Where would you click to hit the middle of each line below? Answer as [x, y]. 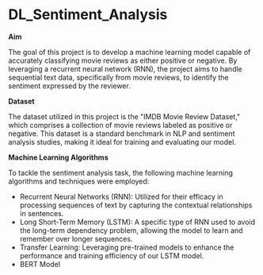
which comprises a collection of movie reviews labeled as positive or [120, 125]
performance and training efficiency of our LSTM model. [112, 255]
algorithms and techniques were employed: [79, 181]
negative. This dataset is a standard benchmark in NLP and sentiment [122, 134]
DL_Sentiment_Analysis [88, 15]
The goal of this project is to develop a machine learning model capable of [130, 52]
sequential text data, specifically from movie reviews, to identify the [118, 77]
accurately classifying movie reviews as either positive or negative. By [123, 60]
